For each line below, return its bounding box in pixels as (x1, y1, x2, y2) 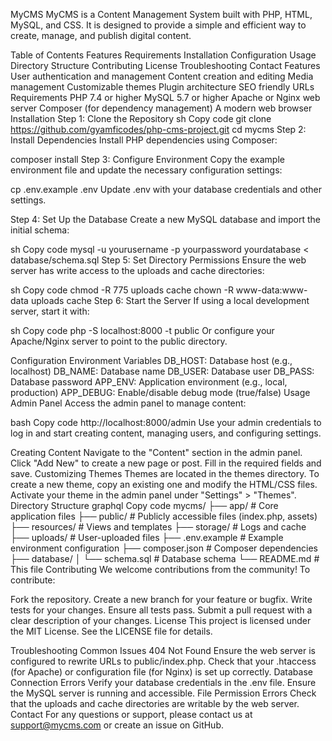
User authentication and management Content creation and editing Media (10, 70, 314, 82)
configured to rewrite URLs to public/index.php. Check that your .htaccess (10, 655, 317, 667)
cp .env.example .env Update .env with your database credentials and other (10, 184, 323, 195)
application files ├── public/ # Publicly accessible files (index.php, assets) (10, 510, 318, 522)
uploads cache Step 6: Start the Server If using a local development (30, 295, 310, 306)
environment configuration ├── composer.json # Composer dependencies (10, 542, 318, 554)
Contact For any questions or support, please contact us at (10, 709, 253, 720)
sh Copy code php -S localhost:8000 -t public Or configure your (10, 325, 275, 336)
